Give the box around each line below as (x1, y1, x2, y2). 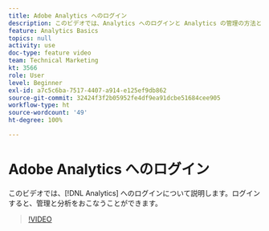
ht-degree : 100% (8, 116, 63, 124)
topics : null (8, 34, 52, 43)
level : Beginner (8, 79, 63, 87)
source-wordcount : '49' (8, 109, 88, 117)
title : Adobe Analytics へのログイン (8, 11, 128, 20)
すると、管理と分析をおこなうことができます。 (8, 198, 163, 208)
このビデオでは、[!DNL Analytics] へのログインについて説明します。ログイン (8, 188, 261, 197)
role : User (8, 71, 45, 79)
